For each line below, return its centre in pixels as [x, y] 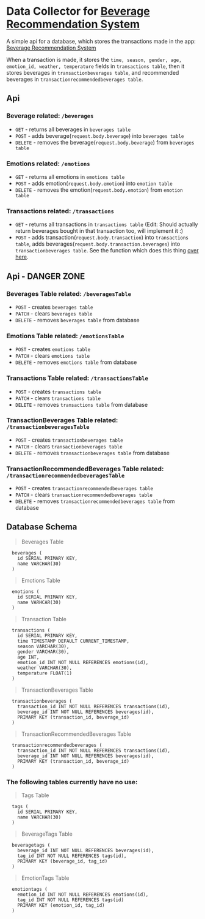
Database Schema [42, 527]
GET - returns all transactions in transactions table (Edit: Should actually [106, 224]
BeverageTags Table [47, 834]
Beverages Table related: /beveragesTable [69, 293]
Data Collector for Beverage [78, 11]
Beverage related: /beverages [50, 116]
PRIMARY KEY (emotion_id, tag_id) [61, 906]
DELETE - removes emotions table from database [76, 362]
